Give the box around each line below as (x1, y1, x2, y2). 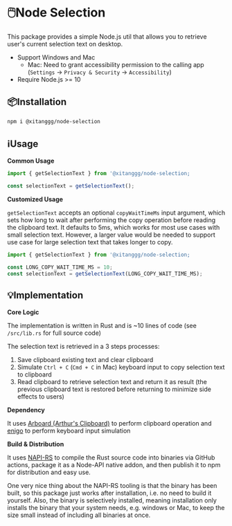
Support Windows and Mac (17, 53, 96, 62)
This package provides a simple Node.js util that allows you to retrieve (7, 32, 207, 41)
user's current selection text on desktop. (7, 39, 123, 48)
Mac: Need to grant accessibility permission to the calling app (27, 60, 204, 69)
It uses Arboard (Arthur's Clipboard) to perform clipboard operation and (7, 419, 212, 427)
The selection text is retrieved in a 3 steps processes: (7, 342, 160, 350)
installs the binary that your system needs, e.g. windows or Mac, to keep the (7, 503, 225, 511)
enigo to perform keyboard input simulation (7, 426, 131, 435)
